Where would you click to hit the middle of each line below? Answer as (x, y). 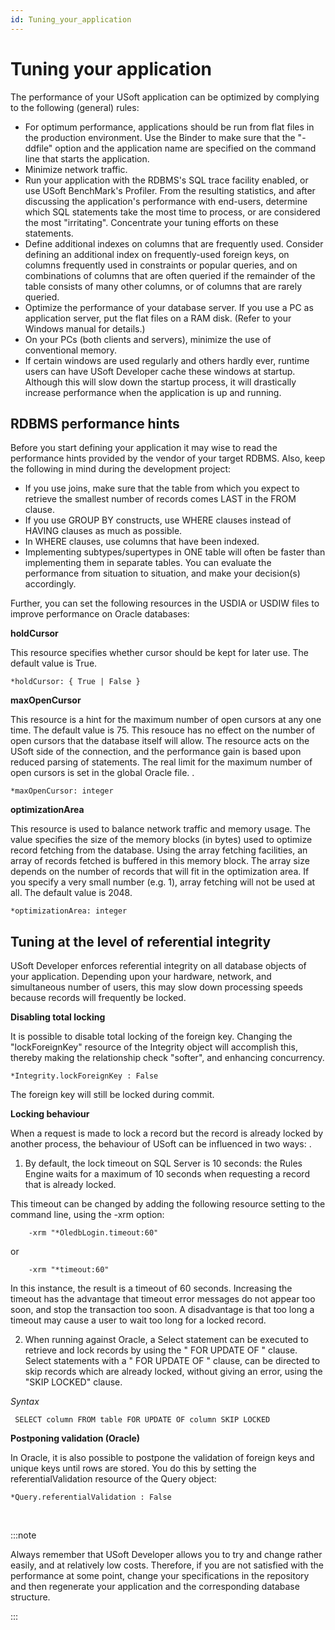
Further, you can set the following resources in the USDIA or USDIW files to (165, 603)
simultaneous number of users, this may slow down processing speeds (156, 987)
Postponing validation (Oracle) (75, 1438)
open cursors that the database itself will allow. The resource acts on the (160, 741)
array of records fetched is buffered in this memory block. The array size (160, 861)
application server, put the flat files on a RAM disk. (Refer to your (158, 318)
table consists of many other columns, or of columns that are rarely (163, 286)
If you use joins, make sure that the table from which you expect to (162, 488)
